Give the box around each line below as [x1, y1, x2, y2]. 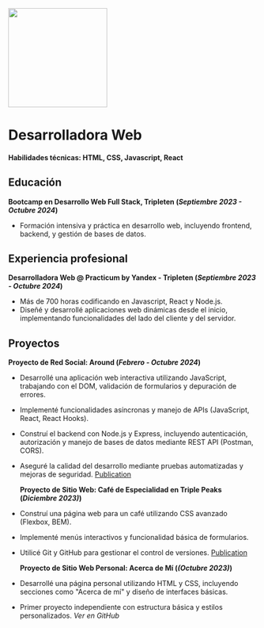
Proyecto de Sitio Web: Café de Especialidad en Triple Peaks [19, 485, 222, 495]
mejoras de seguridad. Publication [19, 469, 132, 479]
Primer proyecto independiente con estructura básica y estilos [19, 603, 223, 612]
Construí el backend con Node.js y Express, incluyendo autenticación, [19, 429, 248, 438]
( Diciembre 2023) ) [19, 493, 82, 503]
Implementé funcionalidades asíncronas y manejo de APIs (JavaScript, [19, 405, 250, 415]
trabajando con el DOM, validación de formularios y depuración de [19, 381, 237, 391]
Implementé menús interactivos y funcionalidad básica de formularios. [19, 533, 249, 542]
